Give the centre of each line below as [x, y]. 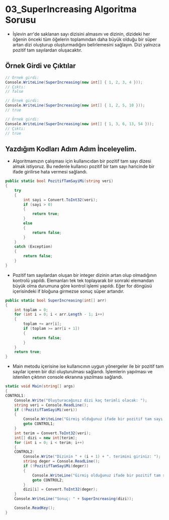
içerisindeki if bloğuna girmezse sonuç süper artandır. [68, 291]
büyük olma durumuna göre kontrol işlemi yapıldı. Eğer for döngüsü [82, 285]
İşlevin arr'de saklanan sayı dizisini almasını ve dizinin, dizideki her [81, 34]
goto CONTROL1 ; [39, 424]
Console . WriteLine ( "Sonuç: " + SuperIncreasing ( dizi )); [74, 499]
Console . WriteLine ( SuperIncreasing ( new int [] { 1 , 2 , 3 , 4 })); [74, 82]
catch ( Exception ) [33, 247]
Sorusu [21, 20]
